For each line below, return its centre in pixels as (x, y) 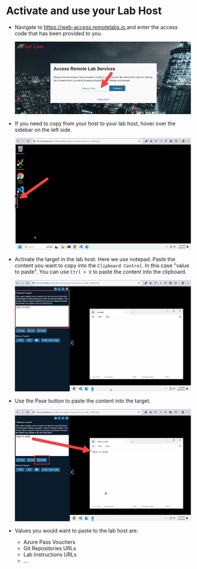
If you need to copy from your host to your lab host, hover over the (95, 123)
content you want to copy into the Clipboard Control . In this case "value (102, 265)
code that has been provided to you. (58, 33)
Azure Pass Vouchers (49, 542)
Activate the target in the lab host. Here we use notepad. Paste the (95, 259)
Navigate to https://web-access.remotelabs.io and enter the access (96, 27)
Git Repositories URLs (50, 548)
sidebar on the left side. (43, 129)
